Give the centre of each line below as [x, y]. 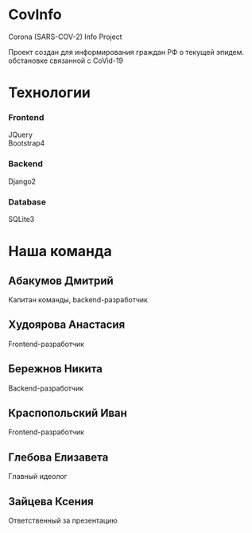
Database [27, 202]
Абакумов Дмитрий [61, 280]
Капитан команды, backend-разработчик [78, 300]
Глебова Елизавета [58, 457]
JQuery [21, 135]
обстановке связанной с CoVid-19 [66, 60]
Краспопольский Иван [68, 413]
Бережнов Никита [56, 369]
